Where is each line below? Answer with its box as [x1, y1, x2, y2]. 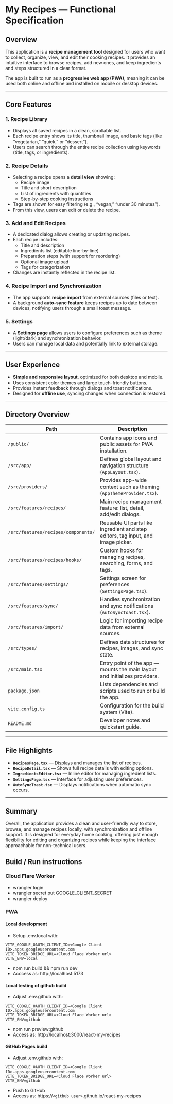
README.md [8, 720, 32, 727]
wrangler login [12, 884, 44, 890]
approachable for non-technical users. [5, 842, 87, 849]
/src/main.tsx [8, 666, 43, 672]
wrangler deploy [12, 895, 48, 902]
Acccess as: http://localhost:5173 [12, 970, 83, 976]
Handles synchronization [100, 596, 161, 603]
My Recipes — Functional [5, 4, 116, 15]
